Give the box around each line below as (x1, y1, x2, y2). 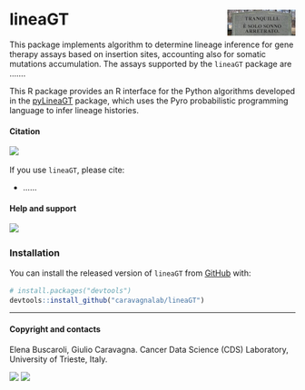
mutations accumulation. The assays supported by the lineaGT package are (9, 58, 292, 69)
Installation (9, 247, 61, 259)
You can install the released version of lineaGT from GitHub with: (9, 268, 251, 278)
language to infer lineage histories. (9, 104, 139, 115)
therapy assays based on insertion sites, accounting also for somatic (9, 48, 266, 59)
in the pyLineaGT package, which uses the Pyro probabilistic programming (9, 95, 289, 106)
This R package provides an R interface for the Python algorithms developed (9, 85, 296, 96)
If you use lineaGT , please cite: (9, 164, 125, 176)
